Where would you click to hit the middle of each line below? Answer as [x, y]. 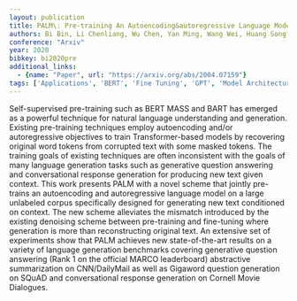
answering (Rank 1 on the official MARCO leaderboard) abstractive [130, 259]
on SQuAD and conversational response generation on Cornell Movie [135, 278]
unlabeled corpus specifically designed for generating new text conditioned [147, 202]
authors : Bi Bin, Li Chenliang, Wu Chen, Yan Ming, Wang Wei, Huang [138, 34]
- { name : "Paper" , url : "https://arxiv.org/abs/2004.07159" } [132, 75]
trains [19, 193]
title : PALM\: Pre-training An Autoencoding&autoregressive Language [140, 26]
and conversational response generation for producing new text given [136, 174]
